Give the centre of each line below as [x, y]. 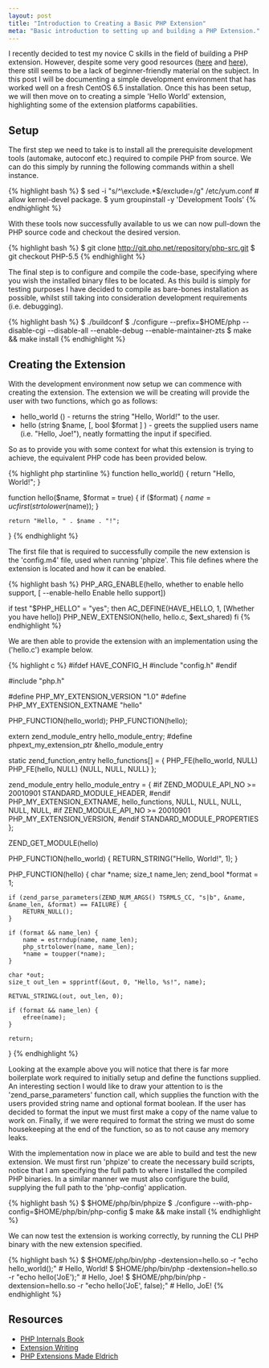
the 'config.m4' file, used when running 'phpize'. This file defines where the [133, 560]
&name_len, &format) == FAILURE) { [68, 905]
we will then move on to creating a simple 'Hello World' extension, [117, 97]
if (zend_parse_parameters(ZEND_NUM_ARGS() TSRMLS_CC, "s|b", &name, [127, 897]
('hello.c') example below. [51, 650]
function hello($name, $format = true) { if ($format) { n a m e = [110, 497]
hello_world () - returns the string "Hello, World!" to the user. [120, 417]
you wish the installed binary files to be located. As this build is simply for [130, 281]
